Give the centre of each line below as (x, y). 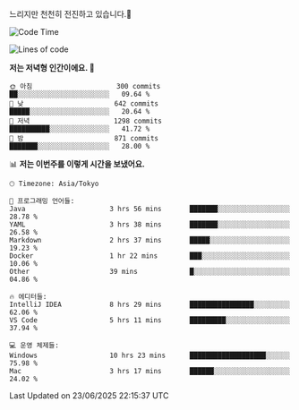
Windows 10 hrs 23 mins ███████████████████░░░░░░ (150, 355)
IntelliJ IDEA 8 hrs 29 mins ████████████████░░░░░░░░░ (150, 304)
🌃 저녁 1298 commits (86, 121)
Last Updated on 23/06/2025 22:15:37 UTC (89, 396)
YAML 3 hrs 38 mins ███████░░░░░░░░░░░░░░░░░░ (150, 225)
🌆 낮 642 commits (84, 104)
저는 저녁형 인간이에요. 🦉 (52, 68)
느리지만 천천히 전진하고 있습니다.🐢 (71, 14)
